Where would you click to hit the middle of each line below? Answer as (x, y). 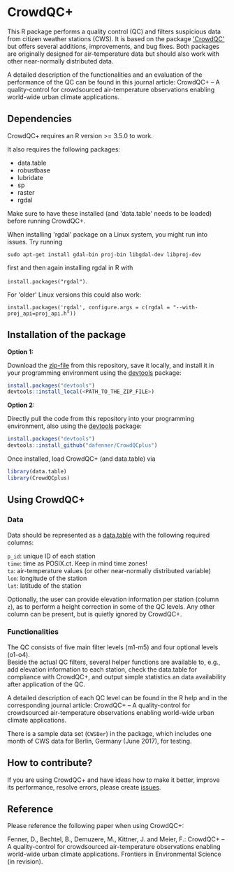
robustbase (34, 170)
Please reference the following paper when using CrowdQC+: (96, 826)
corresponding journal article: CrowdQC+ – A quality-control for (99, 705)
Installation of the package (67, 335)
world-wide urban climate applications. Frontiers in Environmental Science (114, 854)
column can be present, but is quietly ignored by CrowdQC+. (95, 614)
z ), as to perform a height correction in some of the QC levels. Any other (111, 606)
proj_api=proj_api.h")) (42, 313)
